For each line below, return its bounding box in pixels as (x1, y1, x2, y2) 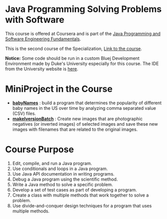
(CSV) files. (12, 110, 36, 116)
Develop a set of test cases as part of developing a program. (12, 187, 137, 193)
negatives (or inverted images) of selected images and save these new (12, 121, 158, 127)
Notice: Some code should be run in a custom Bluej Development (5, 55, 140, 61)
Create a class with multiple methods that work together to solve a (12, 192, 149, 198)
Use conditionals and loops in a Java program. (12, 166, 108, 172)
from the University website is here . (5, 66, 78, 72)
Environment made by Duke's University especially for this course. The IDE (5, 60, 159, 66)
